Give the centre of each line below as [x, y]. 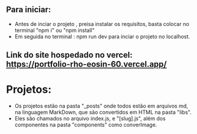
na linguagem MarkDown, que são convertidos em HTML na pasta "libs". [103, 112]
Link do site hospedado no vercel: [69, 55]
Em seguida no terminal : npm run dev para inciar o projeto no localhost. [102, 36]
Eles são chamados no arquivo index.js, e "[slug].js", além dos [90, 119]
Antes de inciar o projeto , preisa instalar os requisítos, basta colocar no [102, 24]
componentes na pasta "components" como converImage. [86, 125]
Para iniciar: [29, 10]
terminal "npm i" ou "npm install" [55, 30]
